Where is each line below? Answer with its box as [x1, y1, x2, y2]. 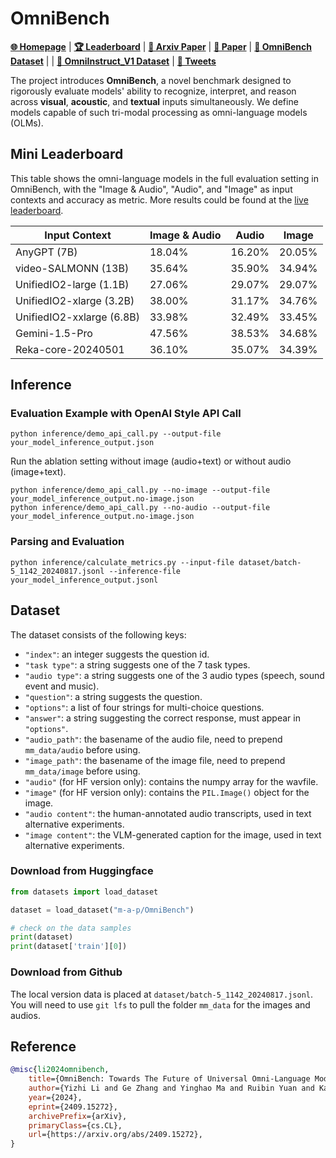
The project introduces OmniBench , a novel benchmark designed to [10, 74, 292, 86]
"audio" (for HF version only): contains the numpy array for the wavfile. [24, 775, 319, 787]
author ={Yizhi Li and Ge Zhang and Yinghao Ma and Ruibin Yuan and [28, 1083, 315, 1094]
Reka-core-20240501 [15, 342, 125, 356]
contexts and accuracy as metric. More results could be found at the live [10, 193, 309, 206]
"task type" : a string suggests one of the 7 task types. [24, 658, 251, 671]
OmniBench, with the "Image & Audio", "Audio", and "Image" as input [10, 183, 293, 195]
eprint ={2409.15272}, [28, 1102, 118, 1112]
